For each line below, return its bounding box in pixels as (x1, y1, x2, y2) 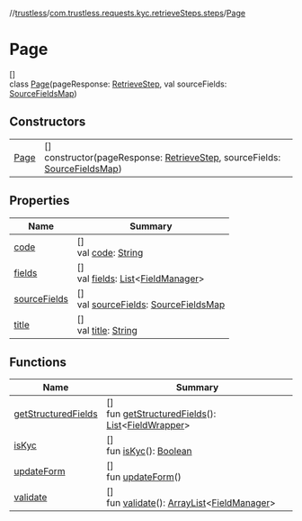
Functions (9, 354, 67, 370)
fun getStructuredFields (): (106, 407, 217, 420)
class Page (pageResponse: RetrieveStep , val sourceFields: (9, 78, 227, 89)
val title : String (76, 324, 138, 336)
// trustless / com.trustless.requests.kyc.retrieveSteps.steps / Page (9, 8, 245, 18)
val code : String (76, 246, 144, 259)
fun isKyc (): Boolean (106, 445, 192, 458)
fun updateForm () (106, 471, 182, 483)
